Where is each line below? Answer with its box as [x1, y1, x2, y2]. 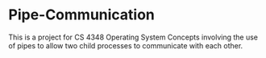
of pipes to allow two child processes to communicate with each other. [8, 40, 243, 50]
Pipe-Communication [8, 6, 156, 24]
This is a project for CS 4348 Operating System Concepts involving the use [8, 32, 259, 42]
